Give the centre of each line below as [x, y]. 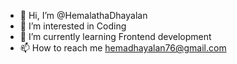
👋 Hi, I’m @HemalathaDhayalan [83, 15]
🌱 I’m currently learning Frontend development [115, 36]
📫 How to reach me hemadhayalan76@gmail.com [123, 48]
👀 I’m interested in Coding [73, 26]
